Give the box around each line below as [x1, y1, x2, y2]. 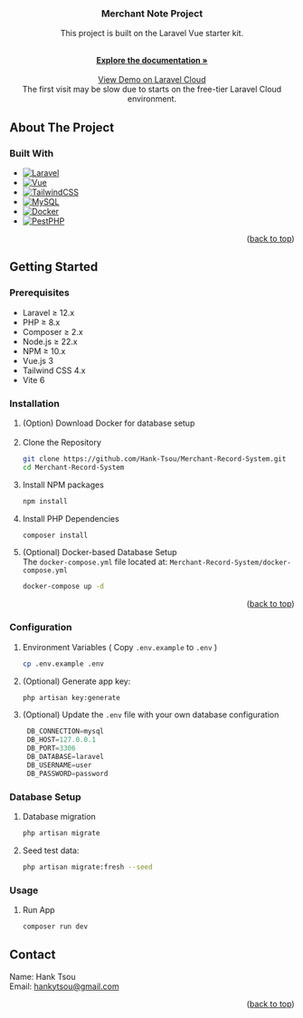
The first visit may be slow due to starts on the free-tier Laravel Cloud [22, 84, 282, 95]
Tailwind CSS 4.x [22, 365, 86, 376]
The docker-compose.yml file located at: [22, 556, 168, 568]
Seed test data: [22, 845, 80, 856]
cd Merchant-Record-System [22, 463, 125, 472]
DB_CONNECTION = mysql [26, 727, 104, 736]
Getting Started [9, 259, 99, 274]
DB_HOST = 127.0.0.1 [26, 735, 97, 744]
